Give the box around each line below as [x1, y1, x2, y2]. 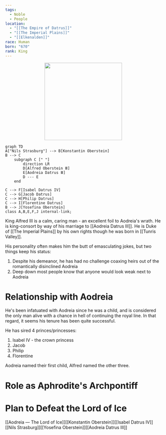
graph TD [5, 144, 23, 149]
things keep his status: [5, 248, 51, 254]
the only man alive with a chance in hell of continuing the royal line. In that [5, 313, 156, 319]
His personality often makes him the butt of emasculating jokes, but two [5, 243, 152, 249]
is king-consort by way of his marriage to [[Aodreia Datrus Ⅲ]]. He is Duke [5, 223, 157, 229]
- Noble [9, 12, 26, 17]
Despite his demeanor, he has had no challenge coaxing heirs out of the [12, 258, 160, 264]
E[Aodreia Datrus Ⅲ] [23, 170, 66, 175]
